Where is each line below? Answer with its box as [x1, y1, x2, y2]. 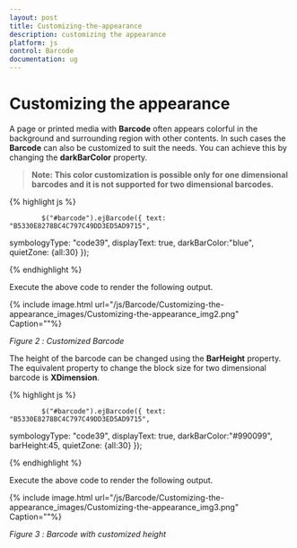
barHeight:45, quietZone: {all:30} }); [9, 439, 143, 450]
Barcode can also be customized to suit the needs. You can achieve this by [9, 142, 287, 153]
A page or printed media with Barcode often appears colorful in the [9, 123, 258, 134]
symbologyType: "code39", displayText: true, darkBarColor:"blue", [9, 237, 254, 248]
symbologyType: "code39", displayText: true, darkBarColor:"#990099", [9, 430, 273, 441]
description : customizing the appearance [9, 30, 167, 39]
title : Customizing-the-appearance [9, 22, 143, 31]
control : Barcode [9, 47, 74, 56]
